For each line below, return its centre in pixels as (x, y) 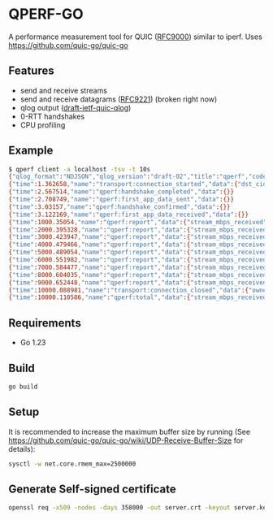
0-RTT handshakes (52, 116)
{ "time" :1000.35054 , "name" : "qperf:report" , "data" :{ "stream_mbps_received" (138, 222)
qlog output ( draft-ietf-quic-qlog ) (76, 107)
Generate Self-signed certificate (92, 489)
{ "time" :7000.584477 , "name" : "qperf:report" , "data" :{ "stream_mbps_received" (139, 267)
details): (22, 448)
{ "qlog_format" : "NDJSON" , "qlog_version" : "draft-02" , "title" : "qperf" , (129, 177)
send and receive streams (64, 90)
